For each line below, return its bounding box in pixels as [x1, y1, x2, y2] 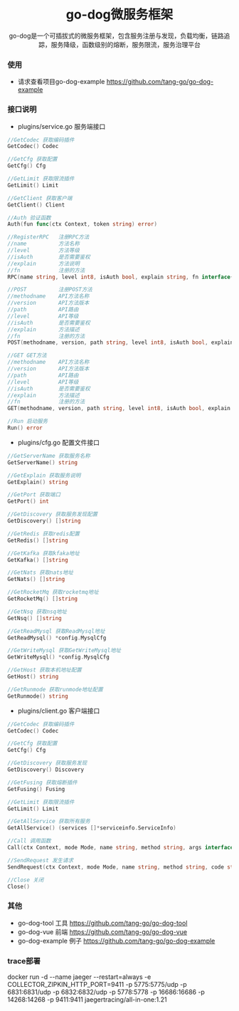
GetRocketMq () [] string [7, 595, 78, 602]
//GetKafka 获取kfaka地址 [7, 550, 80, 557]
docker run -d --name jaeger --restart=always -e [7, 973, 152, 981]
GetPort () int [7, 498, 50, 506]
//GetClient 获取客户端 [7, 194, 73, 201]
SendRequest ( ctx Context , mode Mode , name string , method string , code [7, 863, 224, 871]
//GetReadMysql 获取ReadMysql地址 [7, 627, 105, 634]
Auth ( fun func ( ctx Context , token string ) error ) [7, 221, 158, 228]
